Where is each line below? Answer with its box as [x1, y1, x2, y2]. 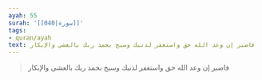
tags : [8, 26, 26, 34]
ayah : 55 [8, 11, 38, 20]
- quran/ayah [8, 33, 52, 42]
